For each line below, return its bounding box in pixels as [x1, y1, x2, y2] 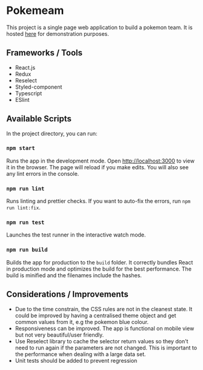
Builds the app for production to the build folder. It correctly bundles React [6, 258, 193, 266]
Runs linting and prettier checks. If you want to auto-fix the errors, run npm [6, 198, 191, 205]
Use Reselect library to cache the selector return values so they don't [15, 337, 189, 345]
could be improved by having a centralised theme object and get [15, 312, 176, 319]
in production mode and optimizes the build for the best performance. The [6, 265, 192, 272]
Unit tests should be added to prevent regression [15, 357, 138, 364]
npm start [6, 145, 35, 152]
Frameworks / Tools [6, 48, 83, 58]
